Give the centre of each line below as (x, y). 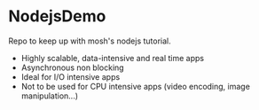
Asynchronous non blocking (73, 67)
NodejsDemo (57, 16)
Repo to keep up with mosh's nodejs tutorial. (90, 41)
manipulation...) (50, 96)
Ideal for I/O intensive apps (71, 76)
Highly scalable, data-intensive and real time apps (113, 58)
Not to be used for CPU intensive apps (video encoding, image (135, 86)
